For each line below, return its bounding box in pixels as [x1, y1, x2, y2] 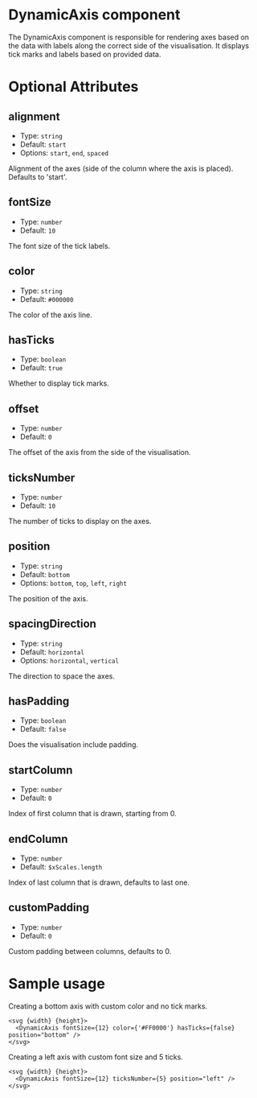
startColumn [8, 763, 73, 777]
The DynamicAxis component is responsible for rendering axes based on [8, 32, 250, 42]
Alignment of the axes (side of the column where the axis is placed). [8, 163, 234, 173]
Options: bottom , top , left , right [19, 578, 127, 588]
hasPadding [8, 695, 70, 708]
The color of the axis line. [8, 310, 92, 320]
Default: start [19, 139, 67, 149]
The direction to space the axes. [8, 671, 115, 681]
